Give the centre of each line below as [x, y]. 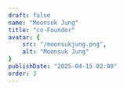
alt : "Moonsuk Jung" [56, 52]
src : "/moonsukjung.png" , [65, 45]
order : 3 [22, 74]
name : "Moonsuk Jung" [44, 23]
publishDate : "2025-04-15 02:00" [63, 67]
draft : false [29, 15]
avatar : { [24, 37]
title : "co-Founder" [42, 30]
